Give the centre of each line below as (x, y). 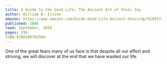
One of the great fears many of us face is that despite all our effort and (78, 51)
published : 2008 (22, 23)
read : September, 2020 (29, 28)
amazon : (13, 19)
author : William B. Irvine (33, 14)
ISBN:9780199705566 (25, 37)
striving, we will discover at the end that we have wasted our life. (72, 56)
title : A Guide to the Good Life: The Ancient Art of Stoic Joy (73, 10)
